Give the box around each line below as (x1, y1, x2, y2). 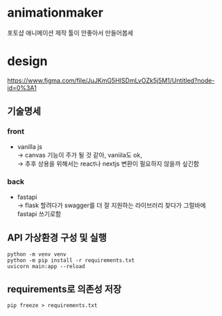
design (7, 53, 48, 69)
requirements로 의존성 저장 (7, 283, 122, 295)
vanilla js (17, 142, 43, 150)
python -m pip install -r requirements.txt (7, 256, 135, 264)
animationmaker (7, 5, 104, 21)
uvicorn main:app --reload (7, 263, 85, 270)
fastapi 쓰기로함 (17, 209, 61, 218)
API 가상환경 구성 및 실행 (7, 232, 107, 244)
